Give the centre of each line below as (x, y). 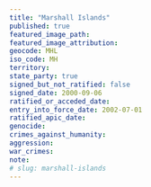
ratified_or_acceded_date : (60, 101)
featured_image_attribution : (64, 43)
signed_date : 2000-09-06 (56, 93)
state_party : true (44, 76)
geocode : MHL (34, 51)
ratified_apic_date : (48, 118)
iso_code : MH (34, 59)
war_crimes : (31, 151)
